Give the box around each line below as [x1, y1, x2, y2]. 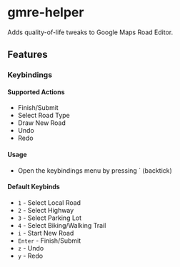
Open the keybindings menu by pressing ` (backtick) [17, 166, 173, 175]
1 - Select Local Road [17, 198, 81, 207]
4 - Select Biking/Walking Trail [17, 221, 106, 229]
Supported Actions [7, 87, 65, 96]
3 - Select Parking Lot [17, 213, 82, 222]
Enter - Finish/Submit [17, 236, 81, 245]
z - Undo [17, 243, 44, 252]
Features [7, 49, 48, 61]
